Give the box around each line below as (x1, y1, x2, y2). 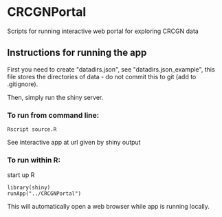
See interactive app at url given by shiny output (7, 138, 141, 147)
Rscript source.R (7, 126, 57, 133)
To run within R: (7, 155, 60, 165)
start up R (7, 171, 35, 179)
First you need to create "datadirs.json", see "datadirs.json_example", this (7, 65, 215, 73)
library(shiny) (7, 184, 51, 192)
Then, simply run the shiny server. (7, 93, 104, 101)
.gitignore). (7, 80, 38, 88)
